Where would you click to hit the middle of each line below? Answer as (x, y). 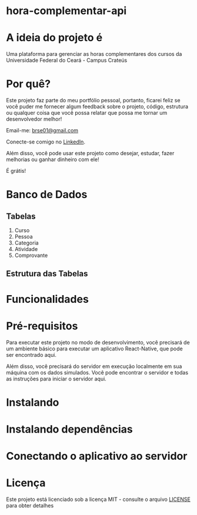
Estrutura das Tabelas (47, 274)
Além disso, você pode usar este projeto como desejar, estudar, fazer (90, 153)
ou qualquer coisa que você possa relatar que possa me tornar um (87, 113)
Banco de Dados (47, 195)
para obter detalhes (30, 506)
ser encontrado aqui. (31, 355)
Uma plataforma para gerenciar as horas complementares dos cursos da (94, 54)
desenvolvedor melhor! (34, 119)
